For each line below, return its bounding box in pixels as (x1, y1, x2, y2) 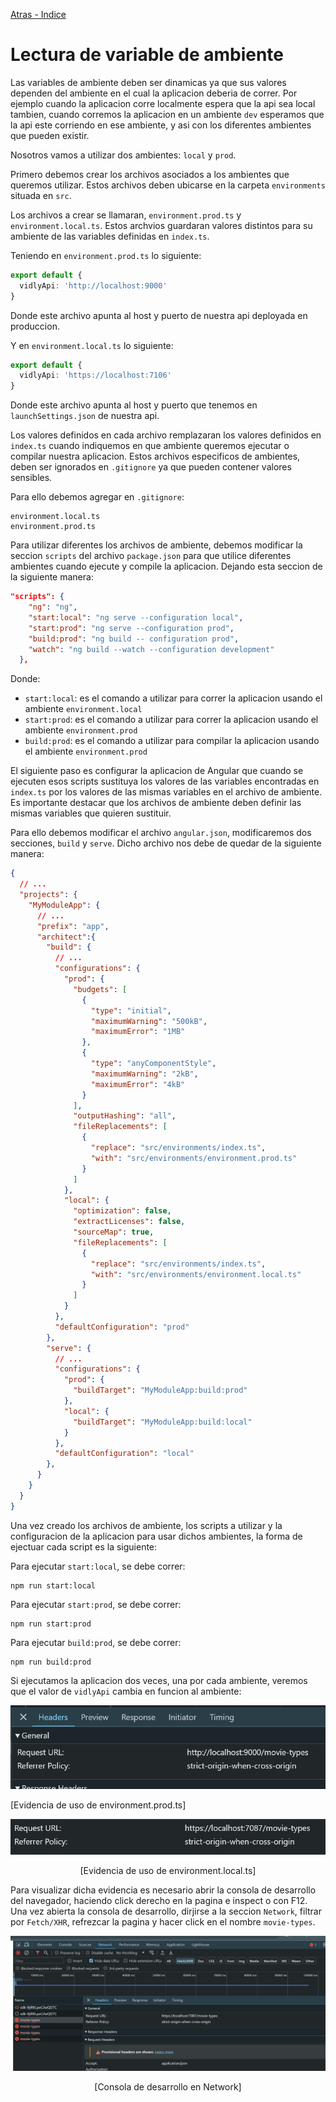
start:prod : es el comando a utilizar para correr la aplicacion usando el (24, 714, 319, 726)
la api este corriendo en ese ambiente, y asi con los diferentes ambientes (10, 119, 312, 131)
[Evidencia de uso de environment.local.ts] (79, 1864, 257, 1876)
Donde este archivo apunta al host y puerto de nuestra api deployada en (10, 309, 308, 321)
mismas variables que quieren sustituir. (10, 807, 172, 819)
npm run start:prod (10, 1619, 92, 1629)
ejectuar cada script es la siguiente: (10, 1540, 158, 1553)
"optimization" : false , (73, 1206, 172, 1216)
